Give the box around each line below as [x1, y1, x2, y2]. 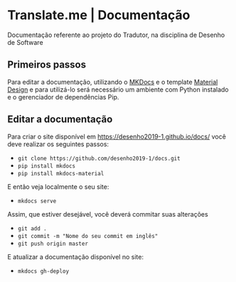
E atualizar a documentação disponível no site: [7, 252, 144, 261]
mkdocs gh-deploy [17, 267, 70, 275]
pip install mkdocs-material [17, 170, 104, 177]
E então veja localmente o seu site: [7, 182, 109, 191]
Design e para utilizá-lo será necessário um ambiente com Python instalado [7, 85, 229, 94]
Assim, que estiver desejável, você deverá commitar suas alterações [7, 210, 208, 218]
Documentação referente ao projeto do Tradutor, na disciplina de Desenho [7, 31, 225, 39]
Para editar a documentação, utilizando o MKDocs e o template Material [7, 77, 218, 86]
